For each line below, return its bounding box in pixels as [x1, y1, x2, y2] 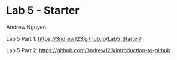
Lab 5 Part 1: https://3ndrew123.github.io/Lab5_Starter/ [6, 35, 142, 42]
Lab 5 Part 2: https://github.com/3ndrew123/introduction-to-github [6, 46, 171, 54]
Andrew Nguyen [6, 23, 47, 31]
